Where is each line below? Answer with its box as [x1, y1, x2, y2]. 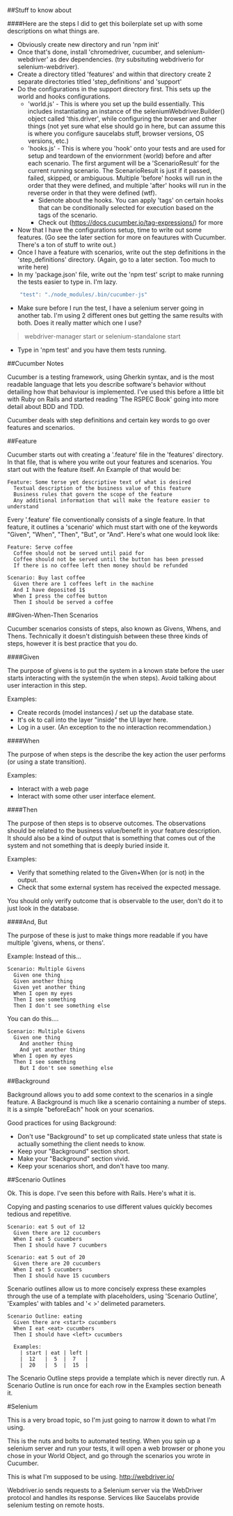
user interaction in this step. [7, 681, 87, 690]
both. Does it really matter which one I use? [17, 318, 142, 327]
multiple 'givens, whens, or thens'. [7, 938, 106, 946]
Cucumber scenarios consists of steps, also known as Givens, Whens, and [7, 624, 221, 632]
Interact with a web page [17, 785, 89, 793]
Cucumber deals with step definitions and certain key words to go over [7, 415, 211, 424]
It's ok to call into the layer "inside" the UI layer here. [17, 715, 168, 724]
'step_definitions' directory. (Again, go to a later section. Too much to [17, 255, 216, 264]
